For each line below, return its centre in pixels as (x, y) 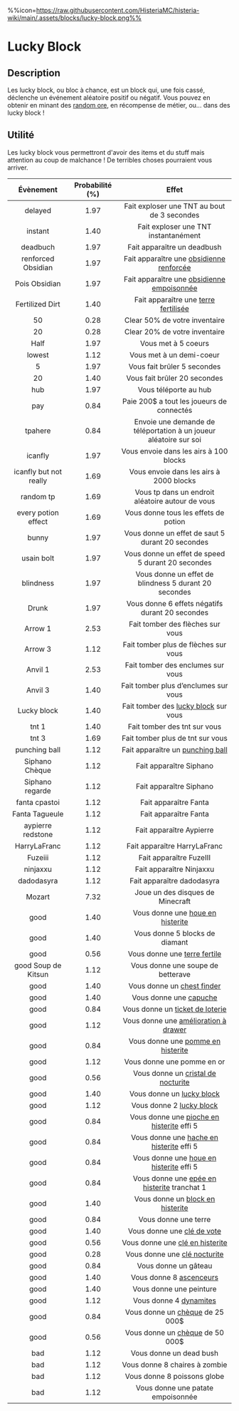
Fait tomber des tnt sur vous (175, 727)
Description (34, 73)
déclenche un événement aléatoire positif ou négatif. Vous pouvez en (109, 98)
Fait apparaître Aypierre (174, 830)
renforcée (175, 267)
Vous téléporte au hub (175, 389)
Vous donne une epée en (175, 1178)
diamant (175, 942)
